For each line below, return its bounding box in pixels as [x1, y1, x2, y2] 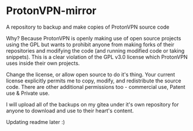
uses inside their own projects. [6, 60, 80, 67]
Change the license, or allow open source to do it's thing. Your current [6, 71, 175, 78]
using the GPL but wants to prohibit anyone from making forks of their [6, 41, 174, 48]
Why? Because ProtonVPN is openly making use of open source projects [6, 35, 181, 42]
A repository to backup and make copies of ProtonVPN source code [6, 23, 170, 30]
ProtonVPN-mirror [6, 4, 96, 18]
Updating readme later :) [6, 118, 66, 125]
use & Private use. [6, 89, 50, 96]
